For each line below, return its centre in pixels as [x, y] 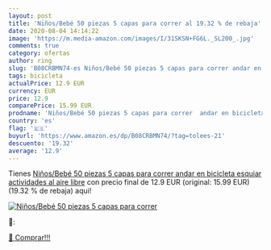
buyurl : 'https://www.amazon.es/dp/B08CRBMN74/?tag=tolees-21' [117, 135]
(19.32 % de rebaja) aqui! [50, 191]
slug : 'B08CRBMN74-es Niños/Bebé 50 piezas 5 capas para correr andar [129, 69]
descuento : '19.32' [41, 143]
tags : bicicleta [35, 76]
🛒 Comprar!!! [29, 238]
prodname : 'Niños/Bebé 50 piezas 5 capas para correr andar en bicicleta [137, 114]
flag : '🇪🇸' [28, 128]
